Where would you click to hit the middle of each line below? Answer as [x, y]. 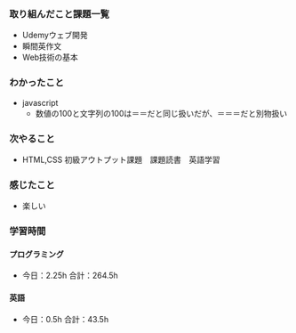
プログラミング [36, 254]
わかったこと [37, 83]
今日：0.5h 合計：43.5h [65, 319]
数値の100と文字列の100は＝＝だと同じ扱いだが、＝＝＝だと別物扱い [161, 113]
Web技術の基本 [50, 57]
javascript [40, 102]
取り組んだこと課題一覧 [59, 13]
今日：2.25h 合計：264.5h [70, 276]
